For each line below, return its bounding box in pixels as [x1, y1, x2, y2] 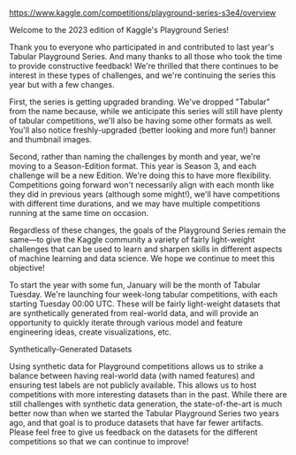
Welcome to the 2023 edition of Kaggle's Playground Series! [9, 25, 230, 35]
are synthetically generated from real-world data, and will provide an [9, 308, 259, 318]
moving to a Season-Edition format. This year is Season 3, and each [9, 161, 257, 171]
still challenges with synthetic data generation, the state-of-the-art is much [9, 398, 283, 409]
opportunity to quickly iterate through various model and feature [9, 318, 243, 328]
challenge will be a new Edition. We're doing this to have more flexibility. [9, 170, 272, 181]
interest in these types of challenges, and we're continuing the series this [9, 70, 277, 81]
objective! [9, 263, 46, 273]
